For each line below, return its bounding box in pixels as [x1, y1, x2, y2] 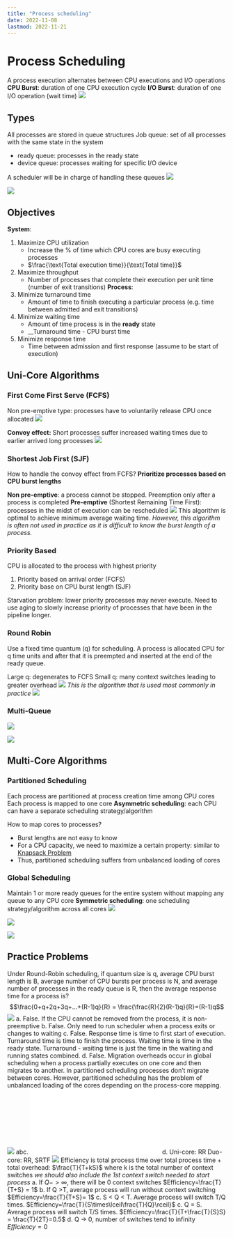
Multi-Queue [7, 706, 51, 716]
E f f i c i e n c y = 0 [7, 1222, 48, 1230]
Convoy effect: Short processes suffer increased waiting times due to [7, 428, 209, 436]
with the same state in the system [7, 138, 104, 146]
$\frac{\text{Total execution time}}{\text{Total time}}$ [27, 261, 182, 269]
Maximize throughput [17, 268, 79, 276]
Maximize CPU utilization [17, 238, 89, 247]
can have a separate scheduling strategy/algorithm [7, 806, 153, 815]
